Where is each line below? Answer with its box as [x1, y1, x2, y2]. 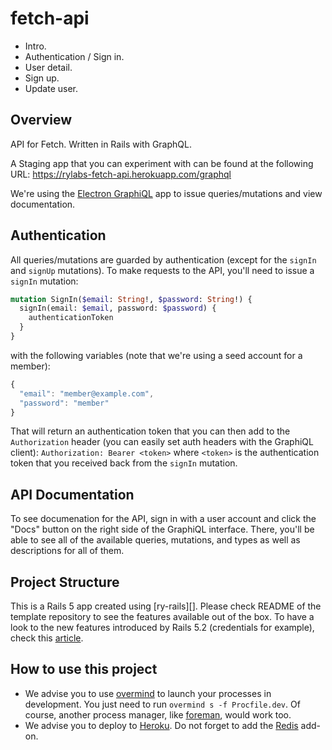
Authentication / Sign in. [24, 50, 125, 62]
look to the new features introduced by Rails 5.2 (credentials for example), [10, 622, 315, 634]
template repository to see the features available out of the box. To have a [10, 611, 315, 623]
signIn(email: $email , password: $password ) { [19, 303, 217, 314]
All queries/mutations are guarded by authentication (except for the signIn [10, 253, 317, 266]
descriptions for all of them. [10, 545, 125, 557]
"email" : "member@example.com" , [19, 388, 155, 399]
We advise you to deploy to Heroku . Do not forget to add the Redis [24, 719, 299, 731]
